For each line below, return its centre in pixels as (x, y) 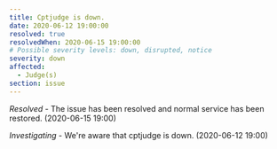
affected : (28, 67)
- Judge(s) (37, 75)
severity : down (37, 59)
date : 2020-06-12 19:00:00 (59, 26)
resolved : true (37, 34)
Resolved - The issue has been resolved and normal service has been (137, 108)
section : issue (37, 83)
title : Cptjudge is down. (57, 17)
